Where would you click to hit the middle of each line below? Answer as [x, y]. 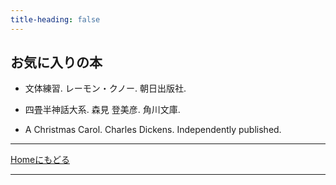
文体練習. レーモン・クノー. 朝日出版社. [105, 88]
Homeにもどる [40, 160]
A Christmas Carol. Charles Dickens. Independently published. [153, 130]
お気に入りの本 [56, 62]
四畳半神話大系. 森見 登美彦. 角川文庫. [102, 110]
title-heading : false [55, 19]
